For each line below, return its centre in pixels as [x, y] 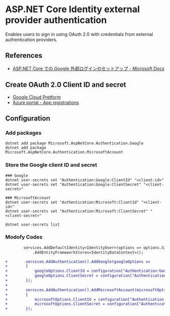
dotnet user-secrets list [32, 225]
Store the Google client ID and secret [51, 165]
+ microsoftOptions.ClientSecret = [55, 304]
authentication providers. [31, 40]
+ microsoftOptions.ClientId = [51, 299]
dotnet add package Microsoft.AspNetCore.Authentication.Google [74, 143]
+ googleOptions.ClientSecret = [52, 276]
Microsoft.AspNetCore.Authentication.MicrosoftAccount [64, 152]
